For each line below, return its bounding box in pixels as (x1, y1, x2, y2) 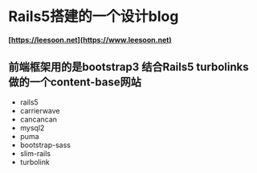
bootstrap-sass (19, 140, 71, 150)
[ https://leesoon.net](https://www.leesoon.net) (8, 35, 173, 44)
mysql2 (19, 122, 45, 133)
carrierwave (19, 105, 60, 115)
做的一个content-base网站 (8, 76, 142, 89)
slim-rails (19, 148, 51, 158)
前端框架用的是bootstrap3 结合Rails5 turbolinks (8, 60, 249, 74)
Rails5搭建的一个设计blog (8, 7, 179, 26)
